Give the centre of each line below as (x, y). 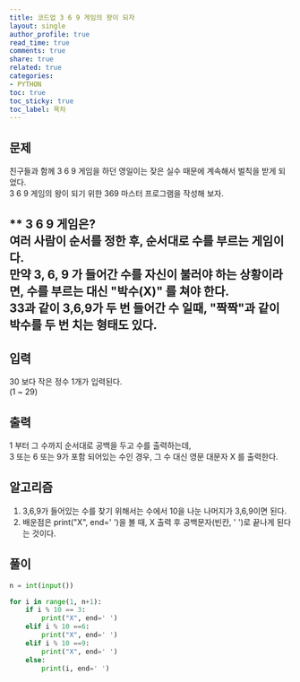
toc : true (28, 92)
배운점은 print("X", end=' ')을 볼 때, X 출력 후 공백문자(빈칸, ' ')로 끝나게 (148, 522)
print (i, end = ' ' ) (76, 669)
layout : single (38, 26)
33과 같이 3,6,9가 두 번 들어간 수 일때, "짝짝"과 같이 (145, 309)
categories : (31, 76)
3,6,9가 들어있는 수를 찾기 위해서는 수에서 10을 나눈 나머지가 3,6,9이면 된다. (154, 511)
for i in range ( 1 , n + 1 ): (56, 601)
